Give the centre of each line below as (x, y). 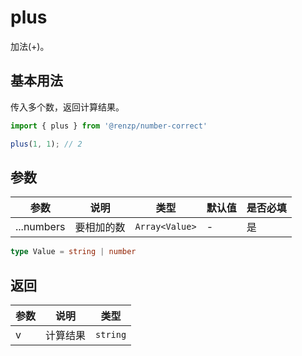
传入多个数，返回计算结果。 (67, 107)
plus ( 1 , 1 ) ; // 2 (46, 144)
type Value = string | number (73, 252)
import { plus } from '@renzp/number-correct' (109, 126)
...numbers (40, 227)
